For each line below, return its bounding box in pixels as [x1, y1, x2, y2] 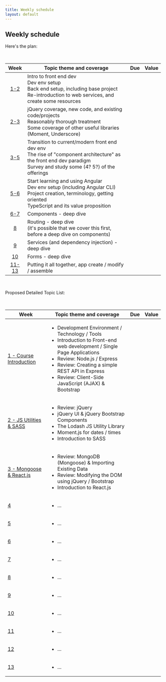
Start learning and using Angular [27, 178, 103, 185]
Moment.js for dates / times [57, 429, 121, 436]
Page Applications [57, 349, 100, 356]
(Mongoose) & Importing [57, 459, 115, 466]
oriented [27, 196, 47, 203]
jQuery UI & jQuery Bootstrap [57, 411, 125, 418]
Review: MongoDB [57, 453, 100, 460]
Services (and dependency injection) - [27, 239, 118, 246]
